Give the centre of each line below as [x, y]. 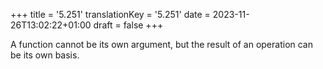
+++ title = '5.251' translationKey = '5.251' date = [110, 14]
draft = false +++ [128, 25]
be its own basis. [45, 55]
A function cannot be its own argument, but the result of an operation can [161, 44]
